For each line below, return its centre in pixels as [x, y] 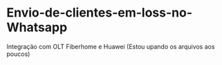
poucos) [18, 54]
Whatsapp [37, 27]
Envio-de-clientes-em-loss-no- [100, 13]
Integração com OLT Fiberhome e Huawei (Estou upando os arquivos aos [111, 46]
